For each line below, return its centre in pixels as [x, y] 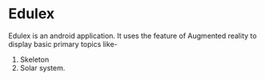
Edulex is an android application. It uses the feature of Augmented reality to [133, 36]
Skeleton [34, 59]
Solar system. [42, 67]
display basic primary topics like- [63, 44]
